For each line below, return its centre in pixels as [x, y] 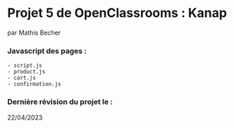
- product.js [26, 72]
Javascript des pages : [47, 51]
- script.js [25, 66]
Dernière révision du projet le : [60, 102]
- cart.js [22, 78]
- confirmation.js [34, 84]
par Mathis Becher [34, 33]
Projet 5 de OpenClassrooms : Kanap [117, 13]
